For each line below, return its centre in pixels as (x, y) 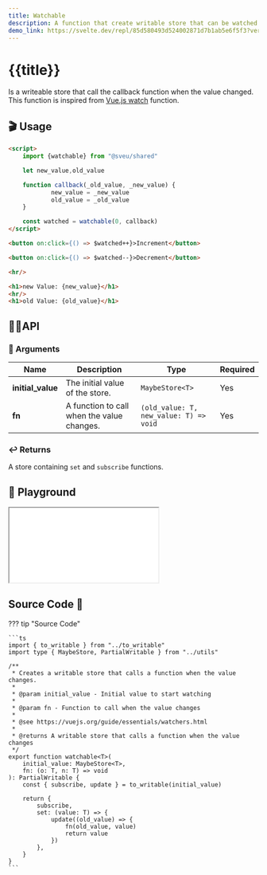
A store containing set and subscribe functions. (86, 467)
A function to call (97, 406)
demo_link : (26, 30)
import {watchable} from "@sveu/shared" (90, 156)
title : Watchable (37, 16)
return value (87, 834)
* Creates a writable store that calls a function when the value (124, 673)
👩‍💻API (24, 326)
